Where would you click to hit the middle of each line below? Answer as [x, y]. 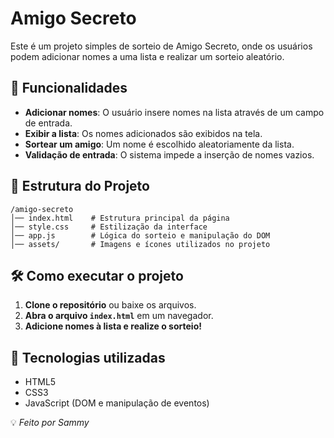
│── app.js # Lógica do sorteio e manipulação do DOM [140, 235]
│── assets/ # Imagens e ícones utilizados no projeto [140, 244]
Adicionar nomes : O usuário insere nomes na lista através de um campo [174, 112]
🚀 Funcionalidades [69, 88]
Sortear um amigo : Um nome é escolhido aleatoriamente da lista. [159, 144]
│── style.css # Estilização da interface [109, 227]
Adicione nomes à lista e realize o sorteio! [113, 326]
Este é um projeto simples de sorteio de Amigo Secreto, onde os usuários [161, 46]
